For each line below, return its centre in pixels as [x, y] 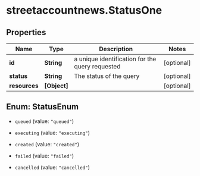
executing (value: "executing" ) [52, 133]
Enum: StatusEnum [43, 107]
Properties [26, 32]
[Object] [56, 86]
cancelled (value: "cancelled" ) [52, 167]
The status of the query [107, 76]
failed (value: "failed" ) [44, 156]
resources [24, 86]
